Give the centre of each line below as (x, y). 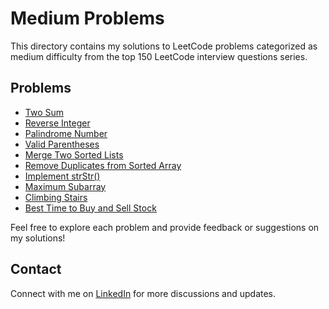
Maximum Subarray (65, 186)
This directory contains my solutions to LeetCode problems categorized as (164, 46)
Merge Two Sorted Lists (74, 154)
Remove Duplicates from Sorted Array (103, 165)
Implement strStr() (62, 176)
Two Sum (44, 112)
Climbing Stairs (56, 197)
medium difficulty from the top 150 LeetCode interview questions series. (159, 56)
